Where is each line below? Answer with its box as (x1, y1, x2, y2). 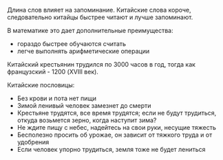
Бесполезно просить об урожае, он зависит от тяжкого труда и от (17, 130, 213, 139)
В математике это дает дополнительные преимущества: (7, 27, 173, 34)
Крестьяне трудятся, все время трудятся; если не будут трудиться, (17, 109, 217, 117)
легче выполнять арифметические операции (17, 47, 150, 55)
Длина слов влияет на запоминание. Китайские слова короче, (7, 6, 191, 14)
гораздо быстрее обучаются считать (17, 40, 126, 47)
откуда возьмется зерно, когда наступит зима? (17, 116, 157, 124)
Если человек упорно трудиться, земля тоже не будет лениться (17, 146, 206, 153)
